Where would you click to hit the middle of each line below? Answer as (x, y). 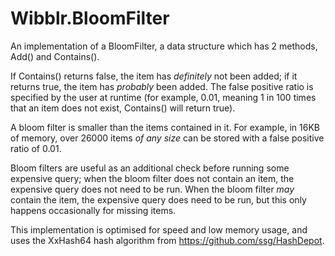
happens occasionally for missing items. (93, 210)
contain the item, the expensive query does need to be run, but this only (158, 199)
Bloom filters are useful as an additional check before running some (150, 168)
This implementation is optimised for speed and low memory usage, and (159, 229)
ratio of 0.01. (36, 148)
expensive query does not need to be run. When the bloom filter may (152, 189)
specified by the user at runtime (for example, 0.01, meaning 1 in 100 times (163, 97)
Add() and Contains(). (55, 56)
